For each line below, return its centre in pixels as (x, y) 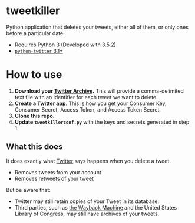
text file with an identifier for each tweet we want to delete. (86, 97)
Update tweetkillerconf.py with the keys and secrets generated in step (102, 122)
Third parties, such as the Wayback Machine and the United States (96, 207)
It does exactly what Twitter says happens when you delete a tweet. (88, 161)
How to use (34, 75)
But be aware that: (29, 190)
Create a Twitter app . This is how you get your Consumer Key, (90, 103)
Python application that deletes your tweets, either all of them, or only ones (97, 27)
